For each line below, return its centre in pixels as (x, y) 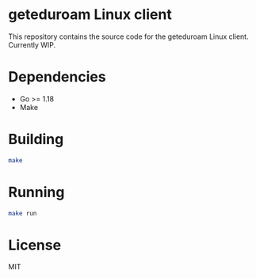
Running (36, 192)
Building (36, 139)
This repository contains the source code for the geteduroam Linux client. (128, 36)
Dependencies (57, 77)
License (35, 245)
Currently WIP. (32, 44)
